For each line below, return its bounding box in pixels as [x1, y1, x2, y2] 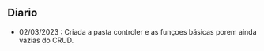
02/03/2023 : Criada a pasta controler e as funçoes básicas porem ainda [18, 27, 258, 36]
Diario [7, 6, 38, 20]
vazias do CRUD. [18, 35, 74, 45]
